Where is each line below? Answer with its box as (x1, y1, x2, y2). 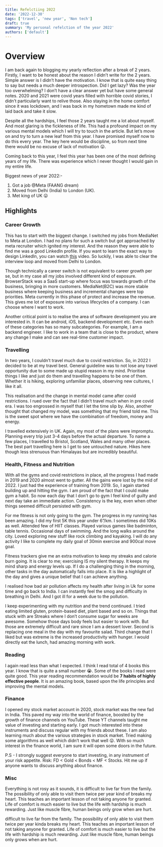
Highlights (5, 207, 37, 215)
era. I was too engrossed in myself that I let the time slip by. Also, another (5, 403, 152, 409)
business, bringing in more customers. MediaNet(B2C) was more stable (5, 283, 148, 289)
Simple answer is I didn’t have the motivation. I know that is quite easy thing (5, 77, 157, 83)
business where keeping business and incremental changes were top (5, 289, 144, 294)
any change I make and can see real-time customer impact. (5, 334, 124, 340)
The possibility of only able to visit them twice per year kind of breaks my (5, 791, 152, 797)
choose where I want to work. (5, 304, 65, 310)
